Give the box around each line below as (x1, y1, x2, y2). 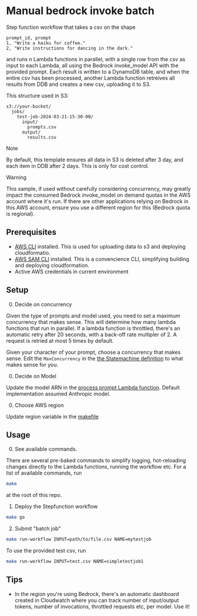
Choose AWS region (14, 402, 64, 409)
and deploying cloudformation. (14, 261, 90, 269)
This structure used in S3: (6, 92, 69, 99)
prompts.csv (27, 124, 57, 130)
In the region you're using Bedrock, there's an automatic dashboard (14, 590, 179, 597)
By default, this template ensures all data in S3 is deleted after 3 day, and (6, 156, 184, 163)
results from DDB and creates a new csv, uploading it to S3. (6, 81, 151, 88)
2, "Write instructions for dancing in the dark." (6, 45, 133, 51)
